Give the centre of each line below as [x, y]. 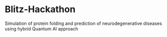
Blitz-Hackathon [40, 9]
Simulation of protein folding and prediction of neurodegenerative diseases [83, 23]
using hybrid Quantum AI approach [41, 28]
